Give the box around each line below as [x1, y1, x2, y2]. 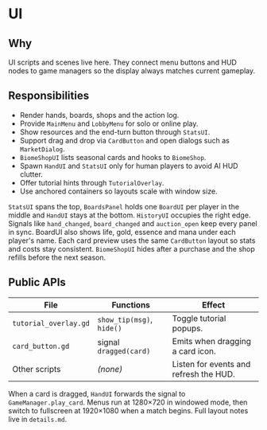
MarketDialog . [19, 144, 65, 154]
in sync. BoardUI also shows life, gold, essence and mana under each [8, 227, 236, 236]
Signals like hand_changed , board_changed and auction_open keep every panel [8, 218, 258, 228]
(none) [97, 363, 123, 374]
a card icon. [172, 346, 216, 357]
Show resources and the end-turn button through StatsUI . [19, 127, 211, 136]
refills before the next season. [8, 252, 106, 262]
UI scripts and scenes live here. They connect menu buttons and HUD [8, 57, 237, 67]
